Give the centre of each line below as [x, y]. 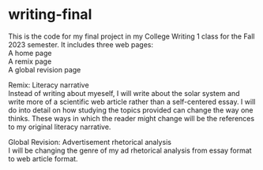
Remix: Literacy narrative [49, 85]
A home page [30, 53]
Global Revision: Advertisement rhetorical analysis [90, 142]
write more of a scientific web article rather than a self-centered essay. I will [132, 102]
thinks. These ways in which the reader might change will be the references [131, 118]
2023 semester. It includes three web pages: [81, 44]
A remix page [30, 61]
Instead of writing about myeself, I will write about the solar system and [124, 93]
